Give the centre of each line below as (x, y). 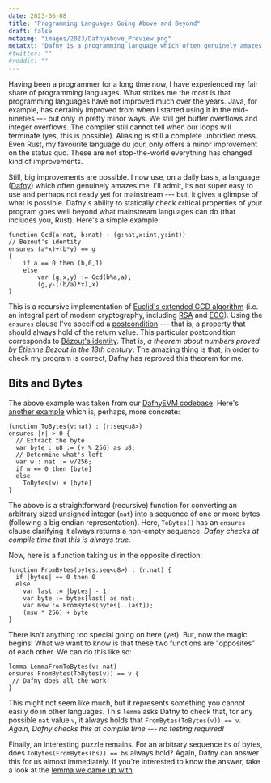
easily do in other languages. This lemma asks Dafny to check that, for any (131, 711)
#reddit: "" (28, 61)
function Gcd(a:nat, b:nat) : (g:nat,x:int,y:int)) (97, 235)
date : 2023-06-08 (38, 16)
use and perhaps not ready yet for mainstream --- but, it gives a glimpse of (133, 194)
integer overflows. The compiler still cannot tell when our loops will (120, 127)
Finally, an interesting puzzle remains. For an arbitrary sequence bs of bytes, (135, 744)
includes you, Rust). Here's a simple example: (84, 220)
